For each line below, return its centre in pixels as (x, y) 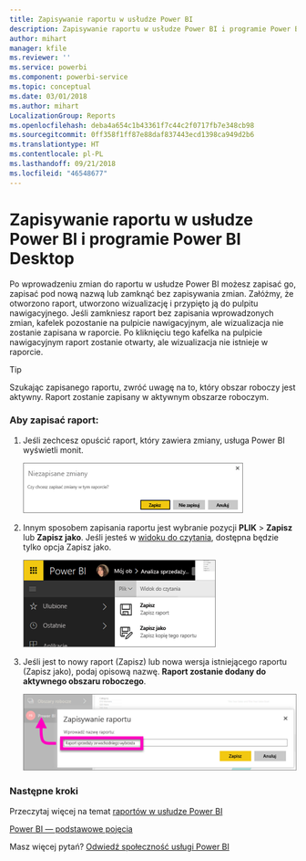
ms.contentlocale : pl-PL (56, 154)
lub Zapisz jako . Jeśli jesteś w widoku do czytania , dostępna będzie (151, 537)
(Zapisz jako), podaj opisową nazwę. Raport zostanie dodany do (144, 671)
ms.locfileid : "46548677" (58, 173)
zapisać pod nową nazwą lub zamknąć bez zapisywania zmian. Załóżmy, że (152, 293)
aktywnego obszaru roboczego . (84, 681)
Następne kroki (44, 792)
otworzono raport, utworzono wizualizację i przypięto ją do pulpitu (134, 303)
